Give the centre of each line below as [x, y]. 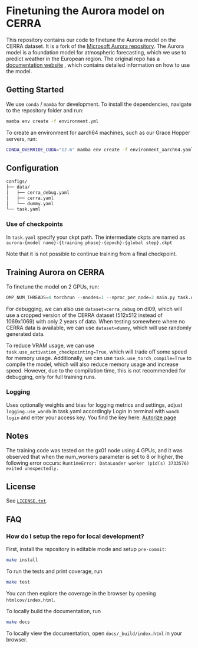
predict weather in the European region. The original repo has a [83, 59]
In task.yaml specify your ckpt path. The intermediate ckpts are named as [96, 237]
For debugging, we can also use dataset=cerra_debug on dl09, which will [94, 309]
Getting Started [35, 90]
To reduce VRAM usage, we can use [50, 345]
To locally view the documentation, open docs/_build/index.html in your [94, 633]
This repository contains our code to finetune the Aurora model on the [91, 40]
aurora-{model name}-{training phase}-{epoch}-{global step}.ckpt [89, 243]
